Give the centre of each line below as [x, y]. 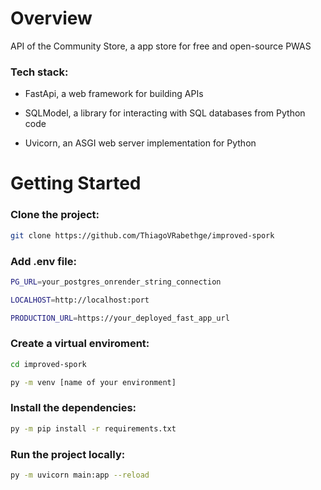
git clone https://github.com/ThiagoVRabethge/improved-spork [142, 235]
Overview [51, 18]
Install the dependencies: [73, 408]
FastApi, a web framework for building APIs [114, 94]
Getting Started [76, 183]
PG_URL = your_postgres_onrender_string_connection [116, 282]
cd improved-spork [48, 364]
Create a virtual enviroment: [80, 344]
